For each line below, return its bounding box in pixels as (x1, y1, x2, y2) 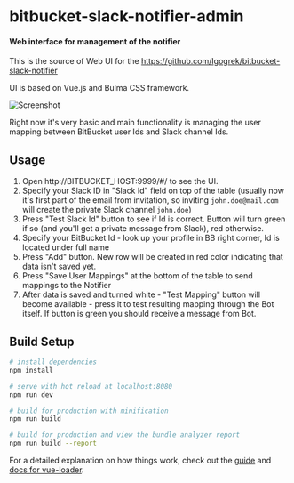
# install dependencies (9, 358, 98, 366)
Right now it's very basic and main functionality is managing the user (9, 117, 262, 128)
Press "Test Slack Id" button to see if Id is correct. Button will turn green (21, 213, 286, 224)
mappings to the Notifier (21, 280, 112, 291)
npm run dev (9, 390, 53, 399)
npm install (9, 366, 53, 374)
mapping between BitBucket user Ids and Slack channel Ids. (9, 126, 229, 137)
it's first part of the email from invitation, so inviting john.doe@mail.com (21, 195, 279, 205)
